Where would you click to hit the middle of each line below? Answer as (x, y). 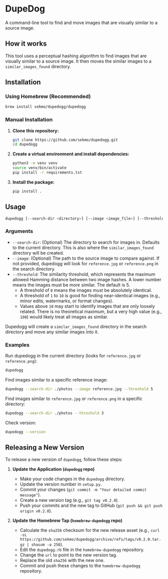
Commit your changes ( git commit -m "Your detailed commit (83, 490)
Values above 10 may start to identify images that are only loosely (87, 306)
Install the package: (33, 182)
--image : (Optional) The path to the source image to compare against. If (86, 258)
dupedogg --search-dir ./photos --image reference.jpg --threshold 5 (79, 389)
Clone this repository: (35, 130)
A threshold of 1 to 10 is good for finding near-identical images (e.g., (90, 295)
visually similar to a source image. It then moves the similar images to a (78, 61)
